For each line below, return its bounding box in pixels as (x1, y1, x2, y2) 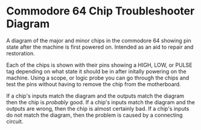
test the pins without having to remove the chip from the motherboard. (6, 80, 181, 88)
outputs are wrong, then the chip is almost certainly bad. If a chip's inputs (6, 105, 190, 112)
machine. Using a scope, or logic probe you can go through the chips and (6, 74, 190, 81)
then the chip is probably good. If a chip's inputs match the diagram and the (6, 98, 195, 106)
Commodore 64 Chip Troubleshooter (6, 4, 195, 18)
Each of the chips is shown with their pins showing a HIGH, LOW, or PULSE (6, 61, 193, 69)
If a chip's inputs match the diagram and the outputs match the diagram (6, 92, 185, 99)
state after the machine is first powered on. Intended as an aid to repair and (6, 43, 194, 51)
